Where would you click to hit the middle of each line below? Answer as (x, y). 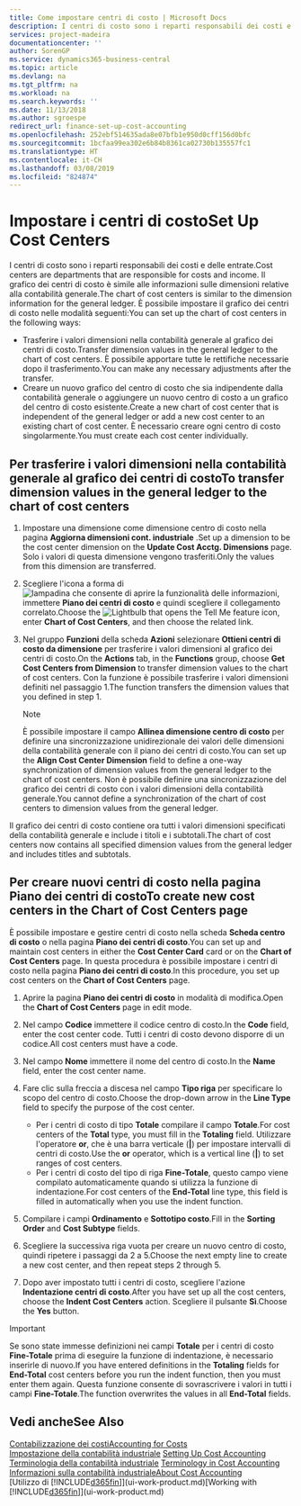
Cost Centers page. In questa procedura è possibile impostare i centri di (144, 960)
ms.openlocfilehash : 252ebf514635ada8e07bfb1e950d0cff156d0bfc (130, 135)
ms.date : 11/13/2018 (48, 110)
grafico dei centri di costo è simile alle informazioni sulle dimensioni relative (149, 284)
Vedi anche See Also (66, 1422)
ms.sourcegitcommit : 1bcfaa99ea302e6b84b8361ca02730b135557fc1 (130, 143)
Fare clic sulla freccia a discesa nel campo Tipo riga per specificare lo (152, 1088)
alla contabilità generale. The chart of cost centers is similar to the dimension (150, 294)
